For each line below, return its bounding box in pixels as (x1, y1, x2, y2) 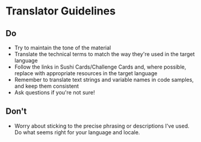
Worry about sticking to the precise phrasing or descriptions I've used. (14, 122, 190, 129)
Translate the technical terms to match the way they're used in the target (14, 51, 195, 58)
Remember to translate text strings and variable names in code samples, (14, 76, 194, 83)
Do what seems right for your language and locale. (14, 128, 140, 136)
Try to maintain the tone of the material (14, 44, 111, 51)
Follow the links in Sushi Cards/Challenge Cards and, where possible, (14, 63, 187, 70)
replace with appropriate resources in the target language (14, 70, 158, 76)
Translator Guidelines (5, 4, 116, 18)
